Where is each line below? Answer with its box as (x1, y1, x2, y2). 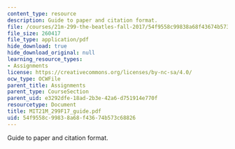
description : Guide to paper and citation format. (7, 17, 158, 24)
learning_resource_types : (7, 56, 83, 63)
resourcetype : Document (7, 101, 77, 108)
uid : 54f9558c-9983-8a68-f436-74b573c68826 (7, 114, 136, 121)
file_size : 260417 (7, 29, 61, 37)
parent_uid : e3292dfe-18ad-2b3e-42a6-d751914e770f (7, 95, 158, 102)
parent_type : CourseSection (7, 88, 90, 95)
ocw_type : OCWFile (7, 75, 61, 83)
